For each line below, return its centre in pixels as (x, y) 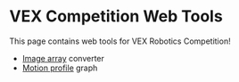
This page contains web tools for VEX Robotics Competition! (120, 41)
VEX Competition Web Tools (116, 16)
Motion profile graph (60, 68)
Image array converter (63, 58)
